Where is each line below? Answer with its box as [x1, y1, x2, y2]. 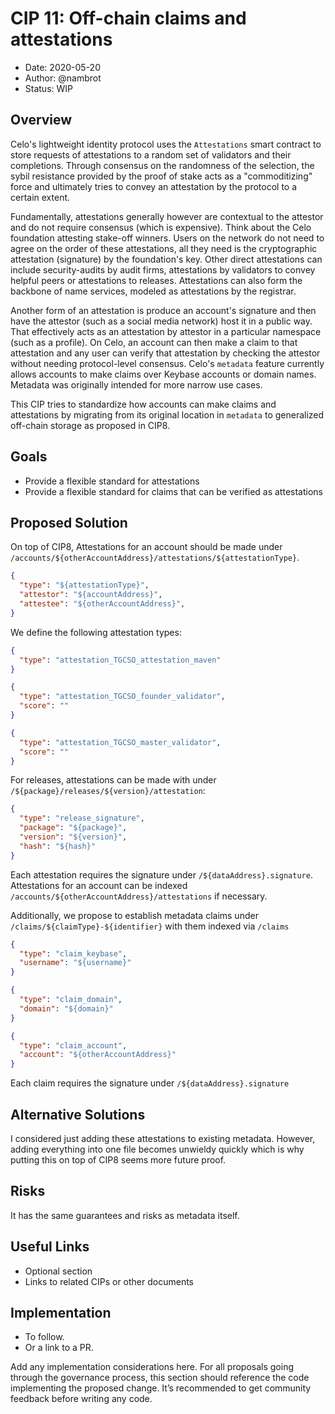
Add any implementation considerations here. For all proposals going [10, 1361, 294, 1373]
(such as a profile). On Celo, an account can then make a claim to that [10, 336, 298, 348]
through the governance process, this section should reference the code [10, 1372, 310, 1384]
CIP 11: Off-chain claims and [10, 7, 247, 30]
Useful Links [10, 1238, 90, 1256]
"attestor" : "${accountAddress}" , [19, 590, 163, 600]
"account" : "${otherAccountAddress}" [19, 1050, 177, 1060]
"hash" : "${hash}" [19, 841, 97, 851]
